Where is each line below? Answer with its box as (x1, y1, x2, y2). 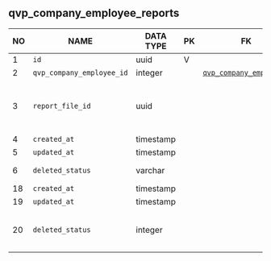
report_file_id (32, 101, 91, 110)
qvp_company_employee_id (32, 68, 128, 77)
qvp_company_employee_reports (8, 6, 180, 20)
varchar (135, 164, 165, 176)
